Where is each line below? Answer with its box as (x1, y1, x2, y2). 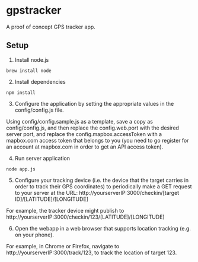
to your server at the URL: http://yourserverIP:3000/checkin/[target (14, 189, 180, 196)
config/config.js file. (14, 106, 64, 113)
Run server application (14, 154, 70, 162)
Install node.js (14, 56, 49, 63)
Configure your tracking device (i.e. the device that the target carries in (14, 176, 189, 184)
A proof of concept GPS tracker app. (6, 23, 96, 30)
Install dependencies (14, 78, 66, 85)
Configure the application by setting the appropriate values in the (14, 100, 174, 107)
